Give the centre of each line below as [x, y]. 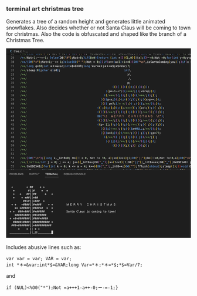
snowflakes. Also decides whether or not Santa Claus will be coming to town [98, 28]
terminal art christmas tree [45, 9]
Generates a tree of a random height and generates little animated [86, 22]
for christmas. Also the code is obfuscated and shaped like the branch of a [96, 34]
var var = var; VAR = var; [39, 259]
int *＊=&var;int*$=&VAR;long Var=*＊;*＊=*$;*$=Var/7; [74, 265]
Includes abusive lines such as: [44, 247]
